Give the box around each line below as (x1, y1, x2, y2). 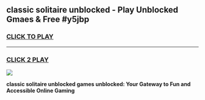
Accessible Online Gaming (6, 87, 75, 94)
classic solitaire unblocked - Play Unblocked (6, 5, 179, 15)
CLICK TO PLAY (6, 33, 54, 41)
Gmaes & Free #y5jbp (6, 15, 90, 25)
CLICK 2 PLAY (6, 55, 49, 64)
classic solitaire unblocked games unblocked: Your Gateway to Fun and (6, 80, 191, 87)
